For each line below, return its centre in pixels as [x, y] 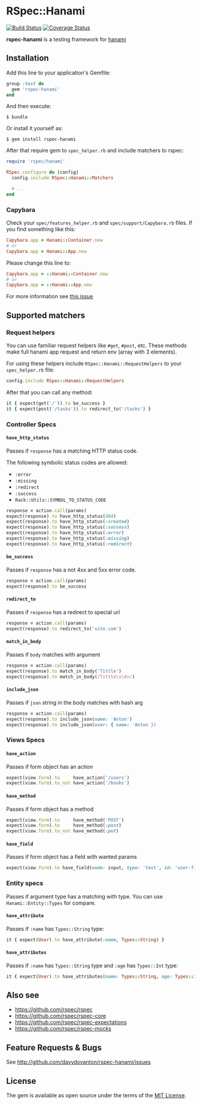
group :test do [25, 83]
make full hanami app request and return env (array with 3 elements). [92, 352]
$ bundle [17, 117]
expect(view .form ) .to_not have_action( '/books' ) [68, 783]
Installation [28, 58]
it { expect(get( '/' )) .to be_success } [56, 403]
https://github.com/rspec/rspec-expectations [71, 1022]
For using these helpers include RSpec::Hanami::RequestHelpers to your [94, 363]
